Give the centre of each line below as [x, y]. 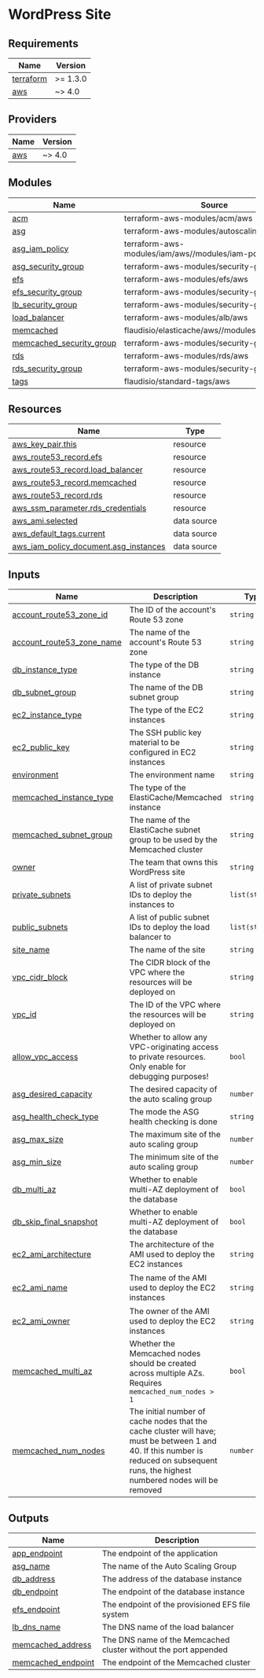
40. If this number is [166, 1451]
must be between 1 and [173, 1441]
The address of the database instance [172, 1579]
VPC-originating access [174, 1047]
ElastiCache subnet [165, 830]
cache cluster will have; [172, 1431]
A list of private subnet [171, 885]
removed [146, 1490]
